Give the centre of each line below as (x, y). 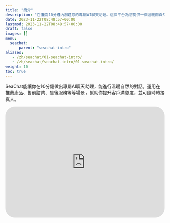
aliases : (14, 52)
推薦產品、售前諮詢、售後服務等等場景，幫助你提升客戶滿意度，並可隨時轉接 (85, 93)
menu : (11, 39)
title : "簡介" (19, 10)
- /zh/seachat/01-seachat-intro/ (47, 57)
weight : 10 (17, 67)
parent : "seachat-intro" (45, 48)
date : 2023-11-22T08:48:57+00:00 (40, 19)
